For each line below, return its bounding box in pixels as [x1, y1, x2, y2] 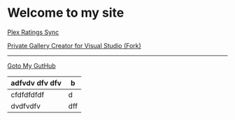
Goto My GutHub [7, 61, 56, 70]
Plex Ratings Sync [7, 28, 59, 36]
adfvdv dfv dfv [10, 78, 62, 88]
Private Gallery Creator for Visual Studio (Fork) [7, 41, 141, 50]
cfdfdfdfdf [10, 89, 45, 99]
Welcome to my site [7, 5, 124, 21]
